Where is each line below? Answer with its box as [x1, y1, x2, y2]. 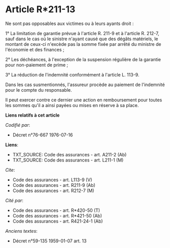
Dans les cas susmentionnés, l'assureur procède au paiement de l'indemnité [5, 81, 165, 88]
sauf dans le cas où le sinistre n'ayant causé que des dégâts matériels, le [5, 36, 158, 42]
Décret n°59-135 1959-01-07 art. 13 [12, 238, 87, 244]
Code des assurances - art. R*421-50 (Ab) [12, 212, 103, 218]
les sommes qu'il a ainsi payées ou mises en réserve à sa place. [5, 102, 139, 108]
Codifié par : [5, 122, 30, 128]
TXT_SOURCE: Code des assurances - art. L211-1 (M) [12, 157, 124, 163]
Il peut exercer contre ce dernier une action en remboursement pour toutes [5, 97, 162, 103]
